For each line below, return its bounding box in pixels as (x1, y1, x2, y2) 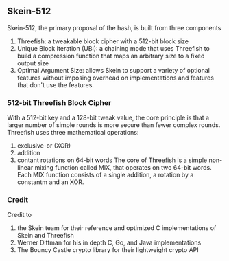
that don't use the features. (16, 80, 95, 89)
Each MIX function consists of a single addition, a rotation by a (16, 171, 194, 179)
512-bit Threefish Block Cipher (7, 98, 112, 107)
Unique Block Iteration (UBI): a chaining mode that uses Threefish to (16, 44, 210, 52)
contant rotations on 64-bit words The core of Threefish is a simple (16, 156, 208, 164)
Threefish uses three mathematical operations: (7, 128, 139, 137)
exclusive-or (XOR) (16, 141, 71, 150)
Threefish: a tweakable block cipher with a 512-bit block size (16, 37, 189, 45)
